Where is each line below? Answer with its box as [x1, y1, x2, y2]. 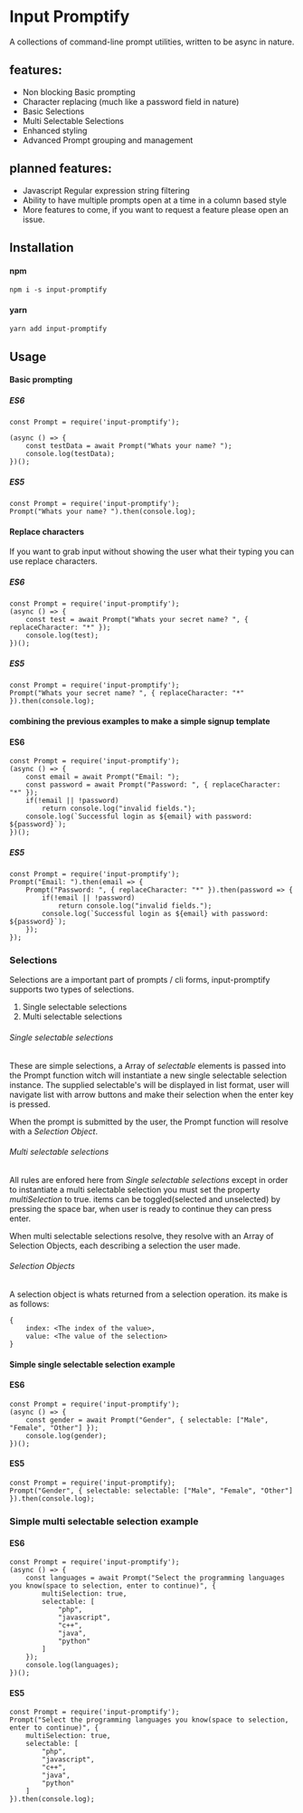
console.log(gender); [25, 1431, 107, 1440]
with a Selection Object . [9, 1125, 98, 1137]
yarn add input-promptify [9, 324, 107, 334]
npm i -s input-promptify [9, 285, 107, 295]
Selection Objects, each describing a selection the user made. [9, 1240, 241, 1251]
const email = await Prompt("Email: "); [25, 772, 180, 782]
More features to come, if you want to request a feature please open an [22, 204, 289, 215]
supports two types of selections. [9, 984, 135, 995]
